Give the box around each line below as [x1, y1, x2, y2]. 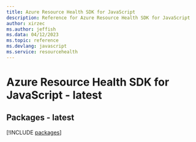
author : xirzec [6, 20, 45, 26]
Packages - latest [6, 113, 75, 123]
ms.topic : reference [6, 37, 59, 43]
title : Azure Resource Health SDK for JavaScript [6, 9, 136, 15]
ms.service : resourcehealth [6, 49, 78, 55]
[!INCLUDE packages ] [6, 129, 62, 136]
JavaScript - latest [6, 88, 102, 102]
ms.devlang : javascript [6, 43, 67, 50]
